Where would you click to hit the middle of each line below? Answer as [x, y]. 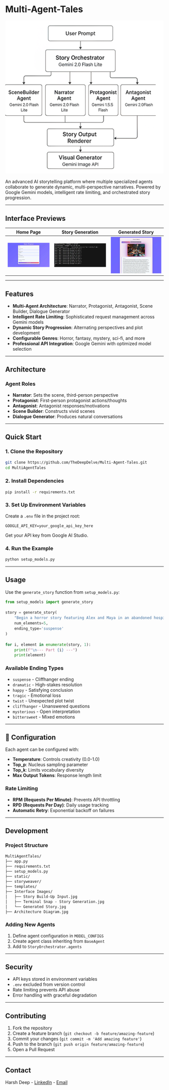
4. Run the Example [29, 548]
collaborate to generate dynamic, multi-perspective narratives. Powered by [83, 187]
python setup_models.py [30, 559]
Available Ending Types [34, 668]
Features [19, 294]
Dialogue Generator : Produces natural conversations [68, 416]
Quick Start [23, 437]
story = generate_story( [31, 612]
